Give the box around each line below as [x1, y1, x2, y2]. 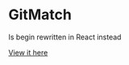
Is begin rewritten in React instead [8, 32, 122, 42]
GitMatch [8, 6, 73, 24]
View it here [8, 47, 48, 57]
